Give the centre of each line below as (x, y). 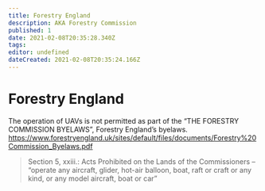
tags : (17, 45)
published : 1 (30, 30)
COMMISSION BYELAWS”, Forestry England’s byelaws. (98, 129)
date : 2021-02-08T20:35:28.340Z (62, 38)
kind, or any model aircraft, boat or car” (92, 178)
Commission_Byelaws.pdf (51, 146)
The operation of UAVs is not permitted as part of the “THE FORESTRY (124, 120)
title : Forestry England (49, 15)
